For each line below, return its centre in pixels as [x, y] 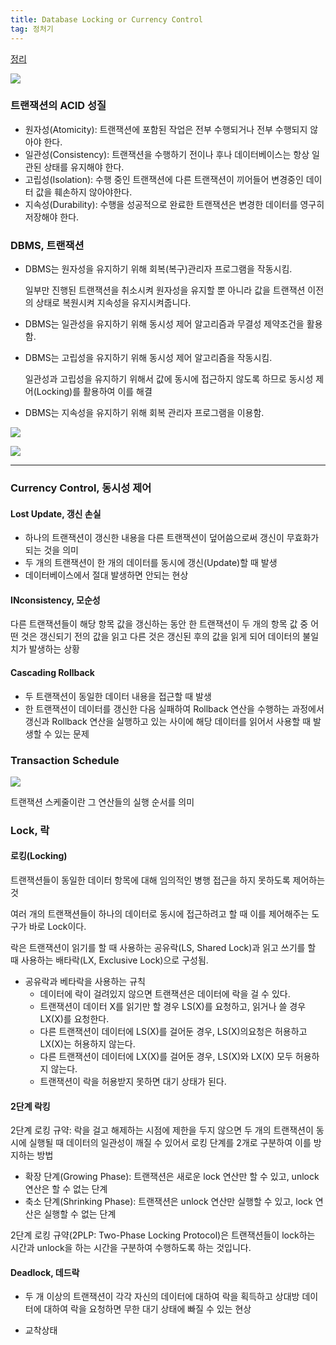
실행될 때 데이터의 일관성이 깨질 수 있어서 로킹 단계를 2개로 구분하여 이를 [170, 1143]
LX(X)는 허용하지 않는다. [87, 1044]
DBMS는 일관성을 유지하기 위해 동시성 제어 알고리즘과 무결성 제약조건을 [164, 324]
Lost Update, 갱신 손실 [56, 513]
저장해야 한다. [52, 217]
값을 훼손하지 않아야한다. [84, 192]
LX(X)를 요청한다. [74, 1019]
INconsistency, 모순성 [55, 600]
